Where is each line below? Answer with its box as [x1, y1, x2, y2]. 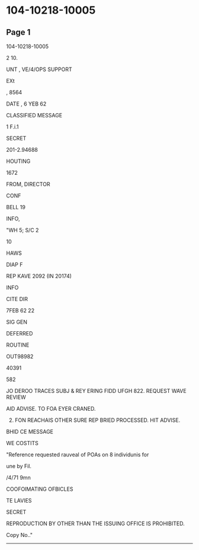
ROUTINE [6, 341, 30, 348]
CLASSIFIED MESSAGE [6, 112, 63, 119]
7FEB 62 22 [6, 307, 34, 314]
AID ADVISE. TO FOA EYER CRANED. [6, 405, 96, 412]
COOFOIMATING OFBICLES [6, 485, 73, 493]
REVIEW [6, 394, 27, 401]
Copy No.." [6, 532, 33, 538]
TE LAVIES [6, 497, 32, 504]
